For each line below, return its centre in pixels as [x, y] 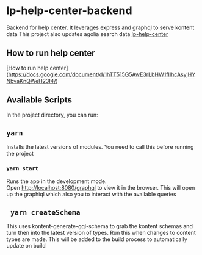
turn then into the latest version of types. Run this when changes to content [101, 233]
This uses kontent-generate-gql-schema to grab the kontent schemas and [100, 226]
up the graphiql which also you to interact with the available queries [91, 194]
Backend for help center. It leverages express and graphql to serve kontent [100, 27]
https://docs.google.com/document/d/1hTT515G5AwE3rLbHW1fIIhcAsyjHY [102, 74]
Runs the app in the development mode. [56, 181]
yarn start [22, 169]
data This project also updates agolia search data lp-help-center [87, 34]
